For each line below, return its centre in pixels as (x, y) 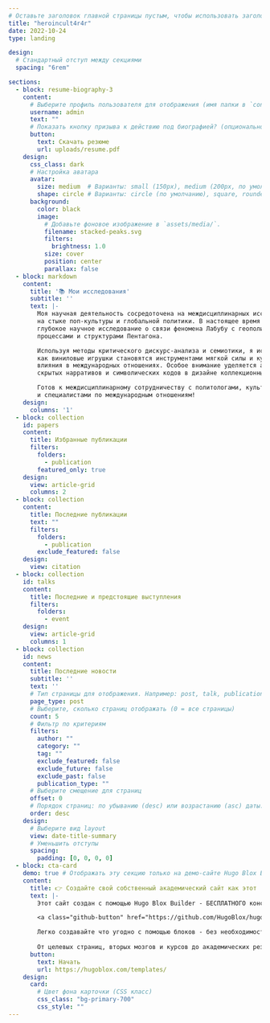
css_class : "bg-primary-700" (86, 1000)
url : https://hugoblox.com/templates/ (102, 969)
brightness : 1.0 (78, 247)
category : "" (59, 747)
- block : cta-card (47, 866)
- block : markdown (47, 276)
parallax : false (71, 269)
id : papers (41, 425)
